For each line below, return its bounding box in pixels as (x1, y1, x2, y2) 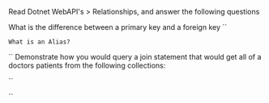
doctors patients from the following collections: (8, 60, 166, 70)
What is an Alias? (8, 38, 70, 46)
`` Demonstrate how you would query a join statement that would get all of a (8, 52, 262, 61)
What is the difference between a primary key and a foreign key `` (8, 23, 228, 31)
